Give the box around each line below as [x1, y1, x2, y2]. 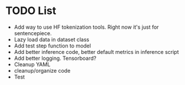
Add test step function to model [14, 42, 91, 49]
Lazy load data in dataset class [14, 36, 90, 43]
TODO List [5, 4, 57, 18]
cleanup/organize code [14, 67, 71, 74]
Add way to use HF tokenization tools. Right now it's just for [14, 23, 159, 30]
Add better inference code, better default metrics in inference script [14, 48, 179, 55]
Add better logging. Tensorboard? [14, 55, 97, 62]
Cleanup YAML [14, 60, 51, 68]
